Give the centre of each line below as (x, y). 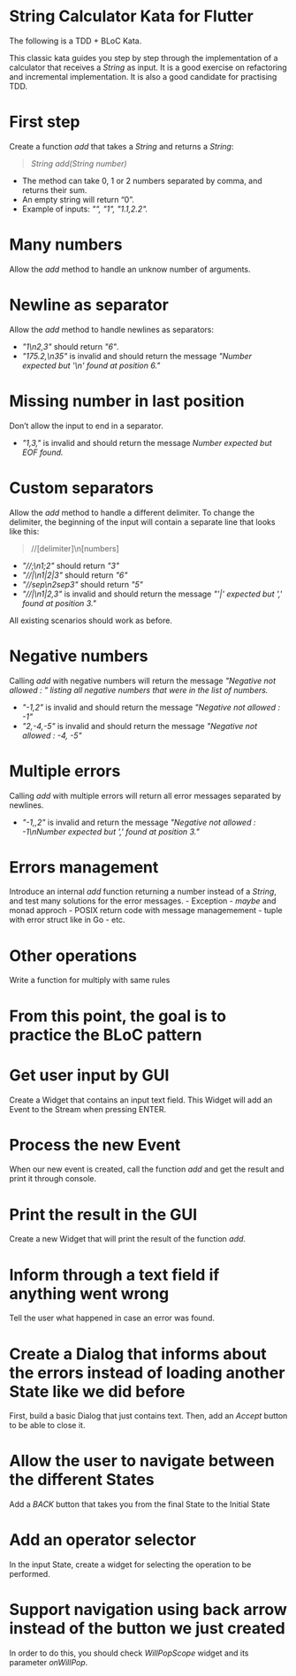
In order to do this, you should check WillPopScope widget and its (129, 1653)
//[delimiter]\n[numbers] (75, 548)
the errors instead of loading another (147, 1372)
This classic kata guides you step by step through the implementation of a (144, 58)
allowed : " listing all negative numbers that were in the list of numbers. (139, 690)
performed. (30, 1574)
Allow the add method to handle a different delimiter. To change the (132, 512)
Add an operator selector (103, 1540)
